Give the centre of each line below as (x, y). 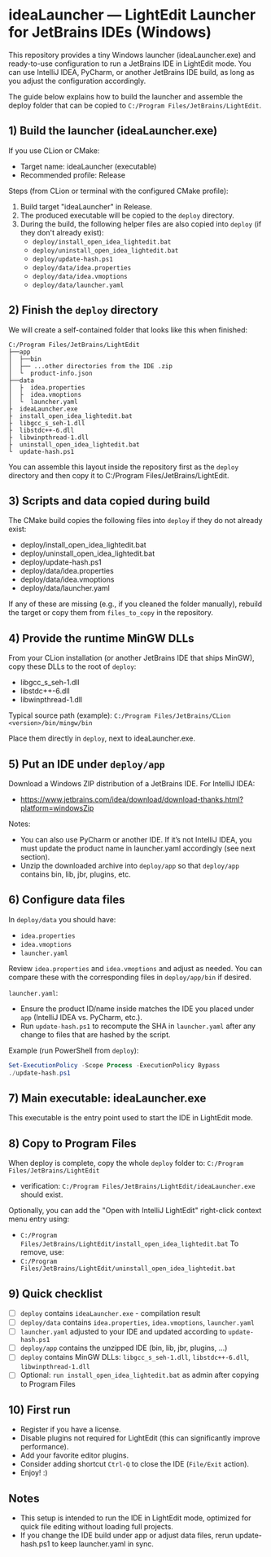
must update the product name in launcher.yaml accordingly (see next (138, 848)
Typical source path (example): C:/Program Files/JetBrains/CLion (120, 715)
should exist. (42, 1194)
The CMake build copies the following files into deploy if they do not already (135, 521)
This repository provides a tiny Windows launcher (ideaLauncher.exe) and (132, 55)
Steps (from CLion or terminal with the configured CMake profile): (119, 191)
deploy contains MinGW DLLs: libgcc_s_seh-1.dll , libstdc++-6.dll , (135, 1357)
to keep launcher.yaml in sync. (103, 1544)
